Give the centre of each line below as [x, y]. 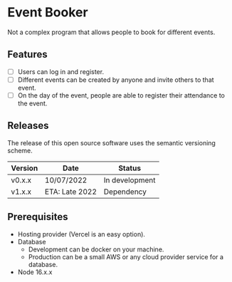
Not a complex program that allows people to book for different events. [111, 32]
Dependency [125, 192]
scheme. [20, 150]
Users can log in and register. [61, 71]
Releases [28, 126]
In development [130, 180]
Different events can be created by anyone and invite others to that [116, 80]
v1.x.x [21, 192]
